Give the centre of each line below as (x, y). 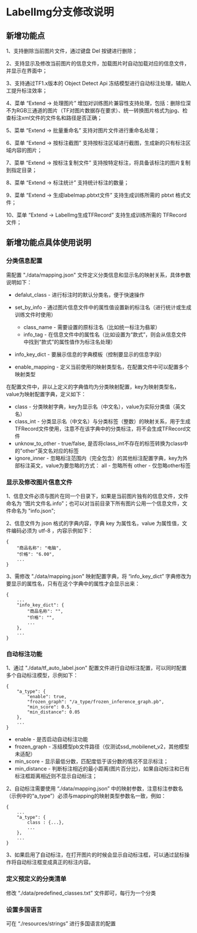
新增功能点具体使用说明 (49, 243)
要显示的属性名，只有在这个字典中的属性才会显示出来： (73, 583)
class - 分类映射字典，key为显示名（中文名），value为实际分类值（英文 (100, 406)
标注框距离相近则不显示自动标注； (56, 776)
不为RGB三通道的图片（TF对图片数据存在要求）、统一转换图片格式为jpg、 (94, 110)
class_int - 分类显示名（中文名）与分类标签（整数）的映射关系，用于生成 (103, 421)
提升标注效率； (29, 91)
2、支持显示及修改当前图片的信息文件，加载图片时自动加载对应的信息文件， (98, 63)
